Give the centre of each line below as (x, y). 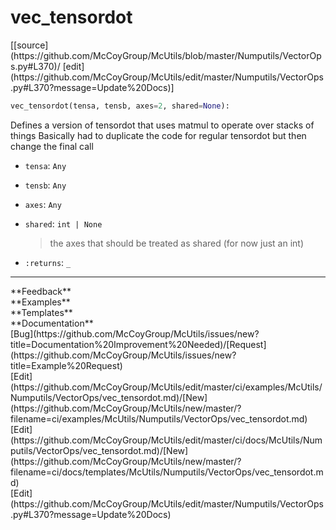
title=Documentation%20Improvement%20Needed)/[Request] (138, 344)
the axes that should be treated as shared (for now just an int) (176, 243)
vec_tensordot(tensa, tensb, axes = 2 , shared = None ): (120, 106)
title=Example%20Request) (66, 365)
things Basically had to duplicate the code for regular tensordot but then (158, 135)
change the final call (52, 146)
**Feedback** (41, 291)
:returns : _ (48, 262)
